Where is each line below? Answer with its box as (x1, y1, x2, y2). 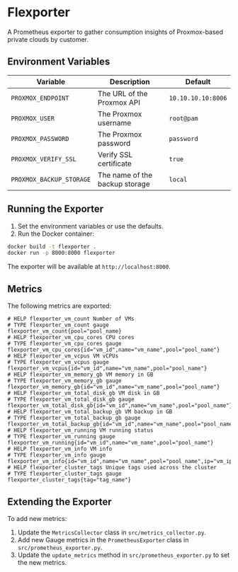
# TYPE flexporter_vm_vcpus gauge (7, 359, 110, 366)
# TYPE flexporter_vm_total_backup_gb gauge (7, 415, 141, 422)
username (98, 118, 132, 127)
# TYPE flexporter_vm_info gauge (7, 452, 106, 459)
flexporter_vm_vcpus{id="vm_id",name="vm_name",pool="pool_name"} (7, 365, 208, 372)
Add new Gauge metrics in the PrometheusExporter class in (17, 535, 189, 544)
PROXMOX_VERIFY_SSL (11, 155, 76, 163)
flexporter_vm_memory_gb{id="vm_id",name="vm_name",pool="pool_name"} (7, 384, 220, 391)
